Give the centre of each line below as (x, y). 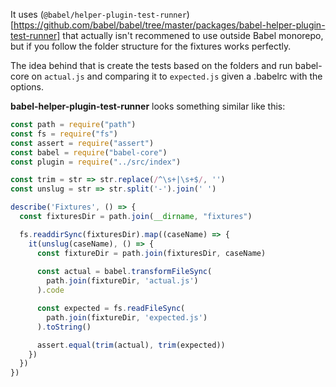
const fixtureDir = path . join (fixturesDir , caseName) (151, 253)
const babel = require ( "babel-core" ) (89, 152)
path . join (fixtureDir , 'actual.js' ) (122, 281)
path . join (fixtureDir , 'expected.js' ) (127, 317)
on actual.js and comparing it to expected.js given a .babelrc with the (177, 76)
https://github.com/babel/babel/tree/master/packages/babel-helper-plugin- (169, 25)
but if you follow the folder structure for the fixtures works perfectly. (151, 46)
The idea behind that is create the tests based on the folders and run (151, 65)
